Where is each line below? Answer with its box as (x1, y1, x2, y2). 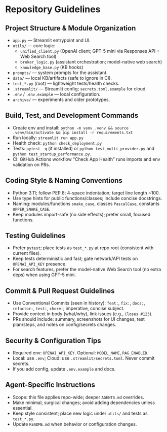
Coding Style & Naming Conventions (5, 176, 122, 185)
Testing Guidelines (5, 231, 66, 240)
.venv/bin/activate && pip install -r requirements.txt (12, 130, 133, 135)
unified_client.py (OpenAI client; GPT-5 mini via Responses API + (20, 48, 160, 54)
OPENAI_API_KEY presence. (12, 261, 67, 267)
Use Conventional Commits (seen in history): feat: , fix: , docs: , (12, 300, 145, 306)
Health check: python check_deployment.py (12, 140, 102, 146)
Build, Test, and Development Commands (5, 111, 139, 120)
